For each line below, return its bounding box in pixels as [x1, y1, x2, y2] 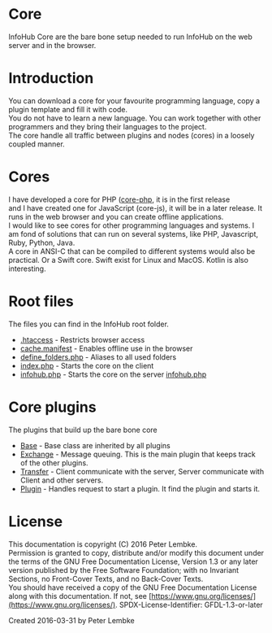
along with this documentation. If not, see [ [8, 591, 152, 600]
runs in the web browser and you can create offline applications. [8, 212, 224, 221]
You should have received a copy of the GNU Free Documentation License [8, 583, 257, 592]
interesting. [8, 264, 46, 273]
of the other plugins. [19, 457, 89, 468]
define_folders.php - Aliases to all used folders [19, 351, 177, 362]
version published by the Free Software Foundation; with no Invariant [8, 565, 240, 574]
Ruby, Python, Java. [8, 238, 76, 247]
